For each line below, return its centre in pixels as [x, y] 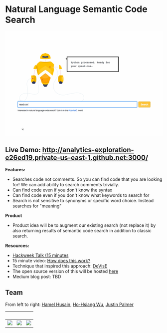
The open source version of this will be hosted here [65, 271]
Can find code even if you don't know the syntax [62, 190]
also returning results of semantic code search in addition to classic [82, 231]
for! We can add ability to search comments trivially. [66, 185]
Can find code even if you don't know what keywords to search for [81, 195]
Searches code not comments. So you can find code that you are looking [87, 179]
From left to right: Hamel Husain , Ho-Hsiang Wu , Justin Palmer [69, 304]
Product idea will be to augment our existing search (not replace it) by [84, 225]
